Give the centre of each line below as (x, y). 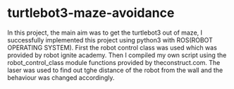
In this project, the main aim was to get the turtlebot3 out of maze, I (105, 32)
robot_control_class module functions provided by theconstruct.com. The (114, 62)
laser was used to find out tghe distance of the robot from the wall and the (115, 70)
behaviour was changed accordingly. (61, 77)
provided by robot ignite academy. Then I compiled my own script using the (117, 55)
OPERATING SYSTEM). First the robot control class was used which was (112, 47)
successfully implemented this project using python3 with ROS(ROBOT (110, 40)
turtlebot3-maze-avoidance (91, 13)
